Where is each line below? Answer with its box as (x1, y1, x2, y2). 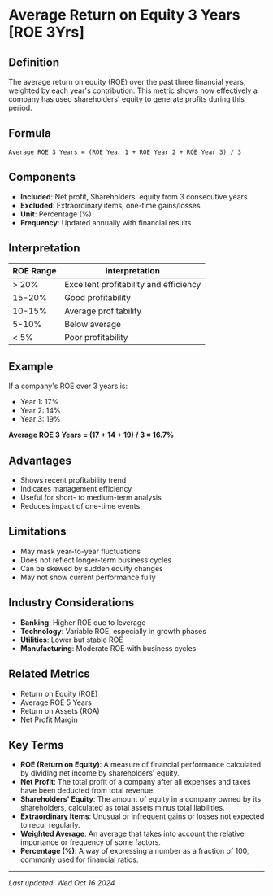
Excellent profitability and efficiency (64, 279, 201, 291)
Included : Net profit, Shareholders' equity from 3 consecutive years (19, 191, 248, 201)
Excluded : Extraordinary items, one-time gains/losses (19, 200, 201, 210)
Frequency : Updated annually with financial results (19, 217, 192, 227)
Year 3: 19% (19, 414, 61, 424)
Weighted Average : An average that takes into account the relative (19, 828, 245, 839)
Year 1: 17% (19, 397, 59, 407)
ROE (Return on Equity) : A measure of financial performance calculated (19, 759, 262, 770)
